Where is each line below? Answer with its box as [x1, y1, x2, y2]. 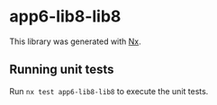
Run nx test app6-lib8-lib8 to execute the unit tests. [9, 85, 209, 96]
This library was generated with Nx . [9, 36, 141, 47]
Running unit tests [9, 62, 114, 77]
